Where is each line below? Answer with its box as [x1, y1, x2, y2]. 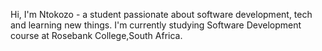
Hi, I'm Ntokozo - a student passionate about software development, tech [10, 9, 313, 20]
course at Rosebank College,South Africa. [10, 30, 183, 41]
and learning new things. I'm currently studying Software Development [10, 19, 302, 31]
